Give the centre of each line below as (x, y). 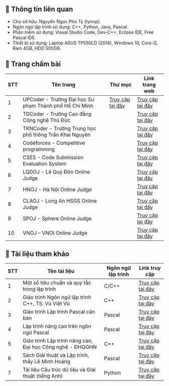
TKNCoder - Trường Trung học (59, 128)
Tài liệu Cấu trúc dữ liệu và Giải (59, 370)
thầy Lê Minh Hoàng (46, 362)
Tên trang (63, 85)
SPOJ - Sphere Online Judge (57, 218)
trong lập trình (39, 289)
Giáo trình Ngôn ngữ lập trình (57, 297)
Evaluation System (45, 163)
